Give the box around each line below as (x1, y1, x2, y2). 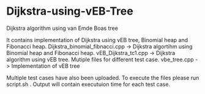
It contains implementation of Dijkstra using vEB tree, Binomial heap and (6, 36, 188, 43)
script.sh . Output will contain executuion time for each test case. (6, 81, 170, 88)
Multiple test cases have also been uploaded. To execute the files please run (6, 74, 199, 81)
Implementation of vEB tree (11, 62, 81, 70)
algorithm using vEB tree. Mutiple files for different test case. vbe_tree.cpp (6, 56, 194, 63)
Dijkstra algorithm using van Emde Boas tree (6, 24, 118, 32)
